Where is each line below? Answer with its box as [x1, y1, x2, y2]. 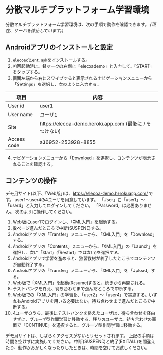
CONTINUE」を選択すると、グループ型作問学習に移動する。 [25, 322, 145, 328]
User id [8, 102, 25, 109]
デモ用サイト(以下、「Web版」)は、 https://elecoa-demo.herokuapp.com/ [5, 190, 148, 196]
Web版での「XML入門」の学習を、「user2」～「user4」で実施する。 [12, 292, 149, 298]
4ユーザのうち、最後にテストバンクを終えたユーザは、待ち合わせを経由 [12, 310, 155, 316]
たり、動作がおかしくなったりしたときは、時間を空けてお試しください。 [5, 344, 149, 350]
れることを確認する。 [12, 161, 55, 167]
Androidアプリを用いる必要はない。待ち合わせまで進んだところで [21, 298, 151, 304]
